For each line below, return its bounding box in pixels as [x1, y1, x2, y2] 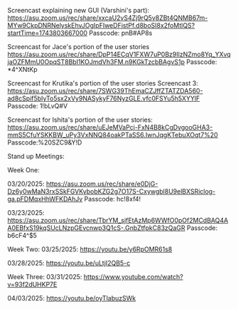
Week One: [7, 166, 40, 174]
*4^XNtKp [7, 66, 38, 73]
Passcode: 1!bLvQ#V [7, 102, 68, 110]
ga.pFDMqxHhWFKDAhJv [7, 195, 83, 203]
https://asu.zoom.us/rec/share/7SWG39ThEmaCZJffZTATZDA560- [7, 87, 204, 95]
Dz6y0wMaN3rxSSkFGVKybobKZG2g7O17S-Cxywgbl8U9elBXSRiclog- [7, 187, 216, 195]
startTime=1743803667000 [7, 28, 87, 37]
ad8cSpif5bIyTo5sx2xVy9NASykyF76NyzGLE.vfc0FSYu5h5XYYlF [7, 94, 200, 103]
